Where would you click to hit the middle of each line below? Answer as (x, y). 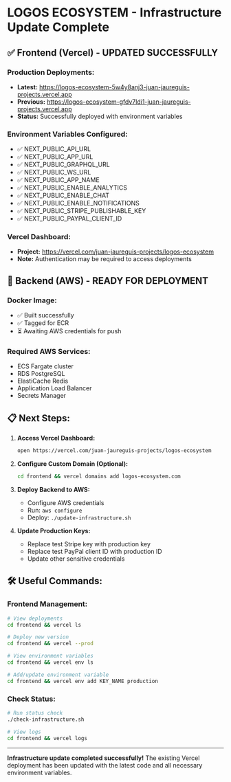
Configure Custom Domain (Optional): (73, 464)
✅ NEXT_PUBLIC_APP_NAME (58, 180)
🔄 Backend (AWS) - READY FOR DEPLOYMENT (108, 281)
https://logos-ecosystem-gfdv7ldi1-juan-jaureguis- (119, 102)
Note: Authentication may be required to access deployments (104, 259)
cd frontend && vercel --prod (51, 644)
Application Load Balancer (54, 388)
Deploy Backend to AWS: (54, 490)
